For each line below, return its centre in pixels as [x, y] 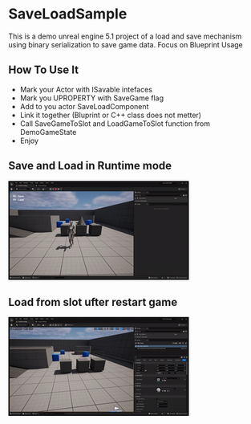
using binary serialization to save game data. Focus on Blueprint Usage [125, 44]
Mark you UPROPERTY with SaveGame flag [92, 98]
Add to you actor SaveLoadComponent [84, 106]
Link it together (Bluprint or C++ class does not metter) [111, 115]
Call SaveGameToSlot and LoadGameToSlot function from [115, 123]
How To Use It [43, 70]
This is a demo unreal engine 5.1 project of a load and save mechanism [125, 36]
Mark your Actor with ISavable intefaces [86, 89]
